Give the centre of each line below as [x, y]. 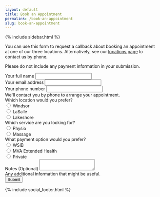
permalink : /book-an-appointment [39, 19]
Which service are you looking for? [40, 123]
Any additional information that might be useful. [53, 174]
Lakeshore [23, 118]
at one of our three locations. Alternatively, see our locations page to [74, 52]
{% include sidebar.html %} [33, 37]
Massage [22, 134]
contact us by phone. [26, 57]
